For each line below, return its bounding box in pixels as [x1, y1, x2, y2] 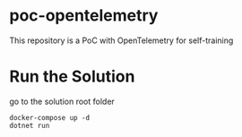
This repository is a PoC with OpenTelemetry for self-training [9, 35, 234, 46]
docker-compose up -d [9, 113, 91, 122]
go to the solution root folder [9, 96, 115, 107]
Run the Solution [9, 66, 135, 87]
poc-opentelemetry [9, 5, 159, 26]
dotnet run [9, 121, 50, 130]
